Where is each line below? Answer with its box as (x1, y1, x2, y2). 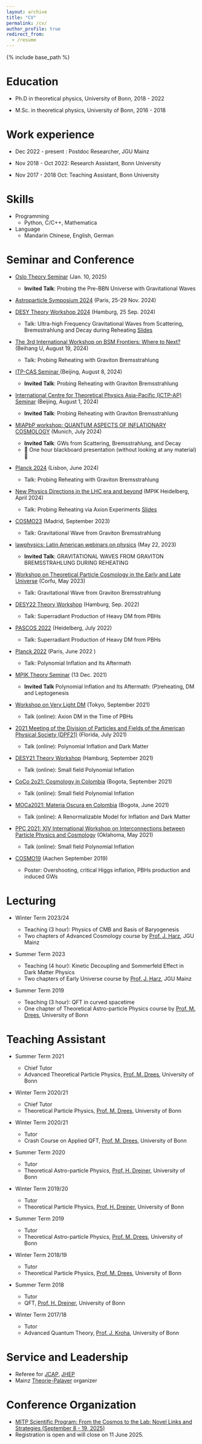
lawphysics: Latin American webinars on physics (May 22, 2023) (15, 541, 177, 548)
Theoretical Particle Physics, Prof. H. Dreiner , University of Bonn (24, 1203, 184, 1210)
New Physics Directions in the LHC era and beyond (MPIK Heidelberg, (15, 487, 189, 495)
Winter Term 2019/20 (15, 1185, 68, 1192)
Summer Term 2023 (15, 950, 65, 957)
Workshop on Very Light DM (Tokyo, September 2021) (15, 701, 150, 708)
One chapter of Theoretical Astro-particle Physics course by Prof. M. (24, 1004, 196, 1012)
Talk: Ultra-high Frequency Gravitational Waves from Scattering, (24, 320, 184, 327)
